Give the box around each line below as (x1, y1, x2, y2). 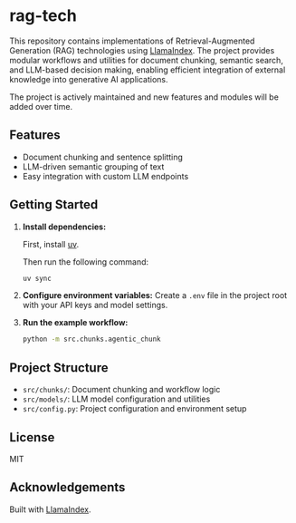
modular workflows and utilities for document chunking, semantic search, (9, 54, 283, 65)
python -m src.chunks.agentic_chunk (22, 334, 161, 344)
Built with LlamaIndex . (9, 504, 92, 515)
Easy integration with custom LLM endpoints (22, 170, 189, 181)
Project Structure (9, 360, 109, 375)
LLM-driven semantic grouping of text (22, 160, 165, 172)
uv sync (22, 274, 52, 283)
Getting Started (9, 197, 99, 213)
